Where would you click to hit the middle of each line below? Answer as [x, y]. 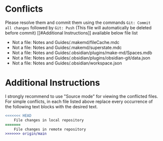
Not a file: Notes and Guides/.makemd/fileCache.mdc [66, 42]
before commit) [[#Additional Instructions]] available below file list [71, 33]
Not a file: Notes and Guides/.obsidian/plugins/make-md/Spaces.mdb [82, 53]
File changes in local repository [49, 120]
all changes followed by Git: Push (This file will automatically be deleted [78, 27]
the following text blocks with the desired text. [51, 106]
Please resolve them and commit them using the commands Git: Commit [78, 22]
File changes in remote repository [50, 129]
